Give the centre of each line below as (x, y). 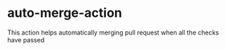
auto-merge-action (65, 13)
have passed (26, 39)
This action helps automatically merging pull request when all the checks (113, 32)
